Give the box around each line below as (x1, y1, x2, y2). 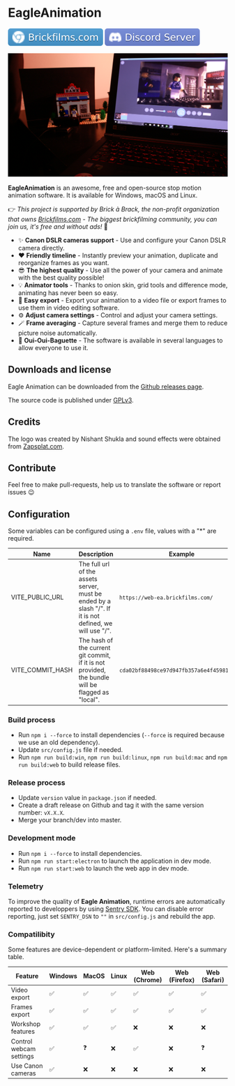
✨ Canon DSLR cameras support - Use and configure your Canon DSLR (17, 236, 226, 244)
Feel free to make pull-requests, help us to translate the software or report (8, 481, 222, 489)
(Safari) (202, 975, 225, 984)
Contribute (8, 462, 56, 474)
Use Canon (10, 1062, 43, 1070)
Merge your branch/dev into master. (17, 816, 122, 824)
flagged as (78, 688, 109, 697)
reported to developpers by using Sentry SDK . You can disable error (8, 905, 204, 913)
